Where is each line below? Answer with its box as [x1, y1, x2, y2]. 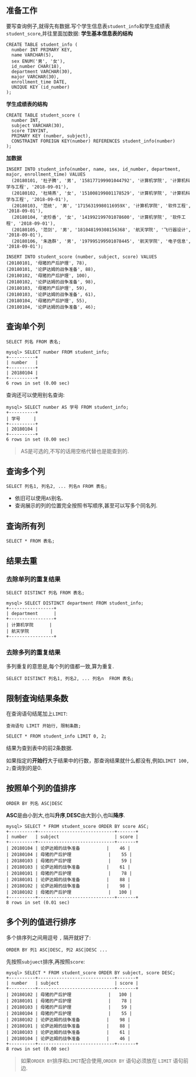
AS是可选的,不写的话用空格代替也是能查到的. [20, 447, 129, 454]
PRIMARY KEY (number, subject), [11, 132, 92, 139]
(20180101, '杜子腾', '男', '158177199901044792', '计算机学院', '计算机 [11, 177, 186, 183]
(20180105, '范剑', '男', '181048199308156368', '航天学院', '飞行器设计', [11, 227, 191, 232]
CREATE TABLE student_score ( [6, 112, 81, 118]
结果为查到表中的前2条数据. [6, 745, 73, 752]
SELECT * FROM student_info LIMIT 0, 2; [6, 733, 107, 739]
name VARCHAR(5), [11, 52, 54, 58]
